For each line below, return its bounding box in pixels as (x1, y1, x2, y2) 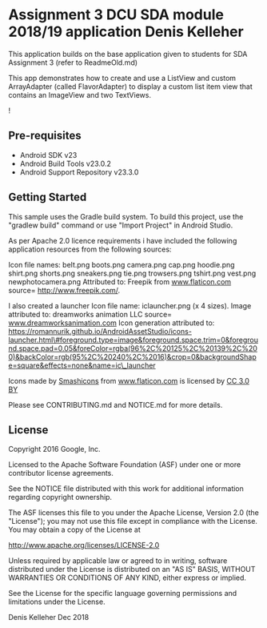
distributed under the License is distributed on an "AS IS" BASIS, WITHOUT (8, 565, 256, 574)
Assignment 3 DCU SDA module (8, 6, 224, 24)
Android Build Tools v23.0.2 (19, 159, 112, 168)
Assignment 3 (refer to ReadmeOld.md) (8, 58, 138, 67)
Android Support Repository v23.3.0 (19, 167, 139, 177)
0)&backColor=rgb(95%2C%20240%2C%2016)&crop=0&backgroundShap (8, 352, 257, 361)
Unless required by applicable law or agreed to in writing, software (8, 556, 228, 566)
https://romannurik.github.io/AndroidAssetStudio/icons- (8, 326, 192, 336)
